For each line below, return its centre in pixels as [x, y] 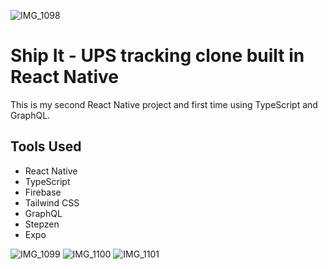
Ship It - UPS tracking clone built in [157, 56]
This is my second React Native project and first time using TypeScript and [164, 104]
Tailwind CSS [52, 202]
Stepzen [42, 224]
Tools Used [46, 146]
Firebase [43, 192]
